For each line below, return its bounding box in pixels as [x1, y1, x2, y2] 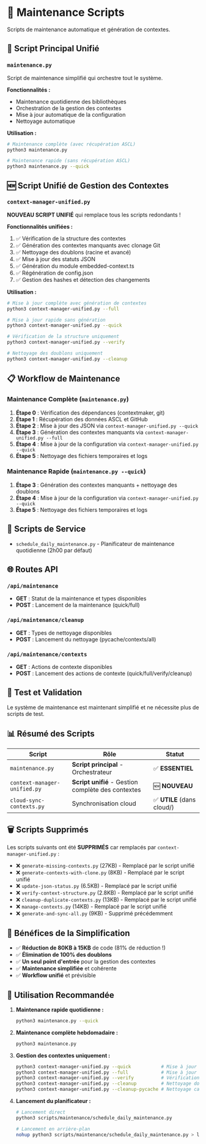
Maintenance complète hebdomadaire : [15, 1028, 119, 1036]
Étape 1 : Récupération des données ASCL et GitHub [15, 415, 149, 423]
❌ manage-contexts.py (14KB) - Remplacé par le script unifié [15, 903, 167, 910]
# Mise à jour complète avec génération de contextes [7, 300, 147, 306]
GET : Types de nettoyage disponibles [15, 629, 112, 637]
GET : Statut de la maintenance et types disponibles [15, 595, 147, 602]
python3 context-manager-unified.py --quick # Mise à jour [15, 1063, 197, 1069]
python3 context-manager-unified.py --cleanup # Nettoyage [15, 1080, 191, 1087]
